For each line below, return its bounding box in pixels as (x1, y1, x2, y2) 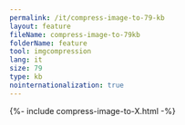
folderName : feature (9, 38, 88, 48)
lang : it (9, 55, 43, 64)
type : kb (9, 72, 43, 82)
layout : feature (9, 22, 71, 31)
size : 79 (9, 64, 43, 73)
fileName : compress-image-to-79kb (9, 30, 141, 39)
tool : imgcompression (9, 47, 92, 56)
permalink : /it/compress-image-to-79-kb (9, 13, 166, 23)
